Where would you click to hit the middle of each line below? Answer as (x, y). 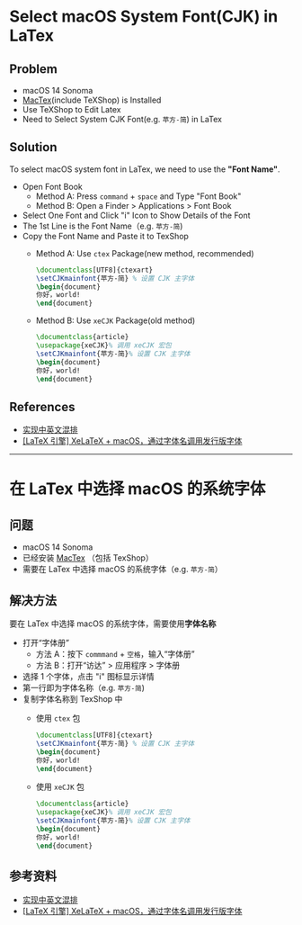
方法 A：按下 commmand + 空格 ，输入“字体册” (115, 654)
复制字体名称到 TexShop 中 (72, 699)
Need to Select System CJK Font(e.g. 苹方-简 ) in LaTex (122, 119)
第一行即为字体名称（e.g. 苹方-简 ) (84, 688)
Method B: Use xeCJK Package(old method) (115, 320)
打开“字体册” (46, 643)
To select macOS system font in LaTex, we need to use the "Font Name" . (145, 169)
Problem (34, 69)
